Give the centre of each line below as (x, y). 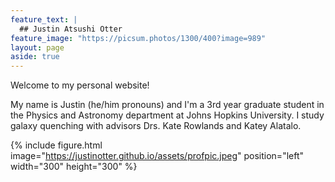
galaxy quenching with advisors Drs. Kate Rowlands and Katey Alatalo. (156, 126)
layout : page (37, 47)
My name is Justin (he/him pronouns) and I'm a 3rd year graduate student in (167, 105)
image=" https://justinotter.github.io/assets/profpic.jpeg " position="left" (157, 156)
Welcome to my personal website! (80, 85)
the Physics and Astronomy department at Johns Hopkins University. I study (167, 115)
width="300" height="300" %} (74, 167)
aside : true (35, 57)
